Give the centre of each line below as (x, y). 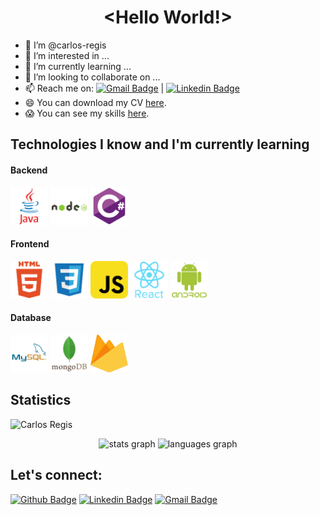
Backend (29, 170)
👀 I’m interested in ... (67, 55)
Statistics (41, 400)
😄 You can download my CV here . (95, 102)
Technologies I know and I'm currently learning (160, 144)
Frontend (30, 244)
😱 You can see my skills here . (87, 113)
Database (31, 318)
